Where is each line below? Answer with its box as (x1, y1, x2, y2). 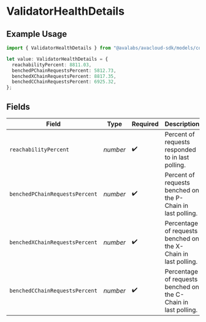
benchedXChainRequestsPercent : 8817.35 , (12, 73, 116, 79)
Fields (6, 101, 31, 112)
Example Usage (6, 29, 67, 39)
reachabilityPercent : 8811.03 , (12, 61, 92, 68)
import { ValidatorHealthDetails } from (6, 45, 112, 51)
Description (164, 120, 200, 128)
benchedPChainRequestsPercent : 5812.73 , (12, 67, 116, 74)
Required (131, 120, 159, 128)
